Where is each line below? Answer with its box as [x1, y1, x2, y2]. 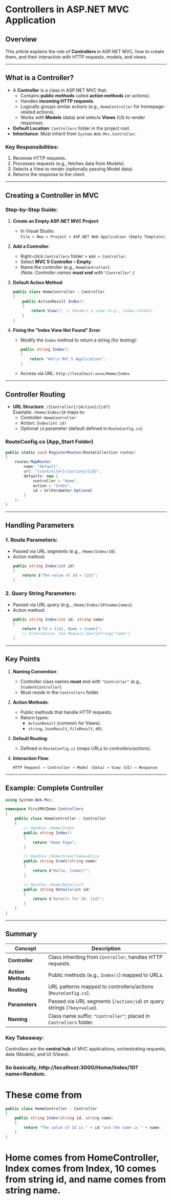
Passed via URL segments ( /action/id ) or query [48, 997, 164, 1004]
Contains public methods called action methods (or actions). [20, 92, 150, 98]
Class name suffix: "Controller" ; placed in [48, 1012, 150, 1019]
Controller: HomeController [20, 415, 76, 421]
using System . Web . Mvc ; [5, 797, 54, 802]
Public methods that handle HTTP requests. [20, 709, 113, 715]
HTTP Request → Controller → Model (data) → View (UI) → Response [12, 765, 158, 770]
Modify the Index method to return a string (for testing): [20, 337, 137, 343]
